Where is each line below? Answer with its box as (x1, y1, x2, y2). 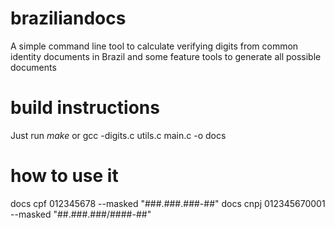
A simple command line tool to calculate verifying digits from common (10, 40, 299, 52)
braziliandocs (10, 7, 127, 30)
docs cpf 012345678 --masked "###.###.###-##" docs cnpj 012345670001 (10, 197, 326, 209)
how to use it (10, 165, 119, 187)
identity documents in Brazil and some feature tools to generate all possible (10, 50, 322, 62)
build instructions (10, 97, 160, 119)
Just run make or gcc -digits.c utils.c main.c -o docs (10, 129, 227, 141)
